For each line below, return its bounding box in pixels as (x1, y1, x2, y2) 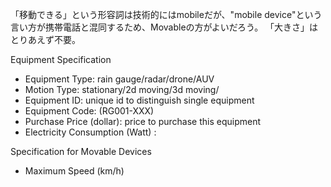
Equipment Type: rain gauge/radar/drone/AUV (24, 73, 215, 85)
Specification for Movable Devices (10, 146, 152, 157)
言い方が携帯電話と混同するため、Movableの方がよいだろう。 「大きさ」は (10, 21, 319, 33)
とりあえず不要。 (10, 34, 81, 45)
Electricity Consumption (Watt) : (24, 126, 157, 138)
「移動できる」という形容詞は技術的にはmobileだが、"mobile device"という (10, 9, 323, 20)
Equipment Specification (10, 54, 112, 65)
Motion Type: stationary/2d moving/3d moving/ (24, 84, 220, 95)
